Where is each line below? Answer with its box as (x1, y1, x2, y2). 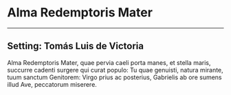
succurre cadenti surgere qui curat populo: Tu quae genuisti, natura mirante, (7, 66, 223, 74)
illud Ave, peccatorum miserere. (7, 80, 98, 88)
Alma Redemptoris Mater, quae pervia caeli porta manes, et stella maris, (7, 58, 211, 66)
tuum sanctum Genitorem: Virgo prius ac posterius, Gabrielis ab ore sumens (7, 73, 222, 81)
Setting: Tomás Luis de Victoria (7, 40, 144, 52)
